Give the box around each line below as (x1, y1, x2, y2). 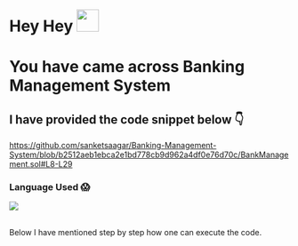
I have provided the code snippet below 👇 (9, 112, 245, 127)
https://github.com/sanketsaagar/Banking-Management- (9, 140, 217, 151)
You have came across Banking (9, 57, 246, 77)
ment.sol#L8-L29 (9, 159, 73, 170)
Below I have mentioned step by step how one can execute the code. (9, 227, 262, 238)
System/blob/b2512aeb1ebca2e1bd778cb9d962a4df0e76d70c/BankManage (9, 149, 289, 160)
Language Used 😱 (9, 181, 91, 194)
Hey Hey (9, 16, 74, 36)
